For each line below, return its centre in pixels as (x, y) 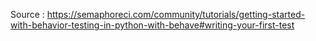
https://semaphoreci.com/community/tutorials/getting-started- (176, 14)
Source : (27, 14)
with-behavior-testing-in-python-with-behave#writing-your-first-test (152, 25)
